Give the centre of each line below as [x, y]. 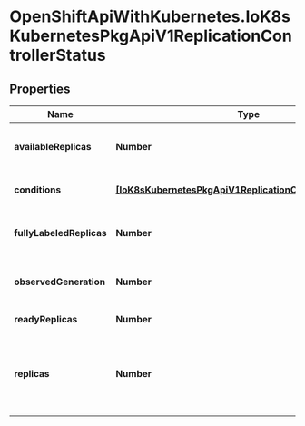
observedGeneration [60, 282]
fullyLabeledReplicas [60, 233]
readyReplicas [46, 319]
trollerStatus [58, 55]
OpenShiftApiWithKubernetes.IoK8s [150, 17]
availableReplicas [53, 147]
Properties [40, 89]
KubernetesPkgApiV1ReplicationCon [151, 36]
